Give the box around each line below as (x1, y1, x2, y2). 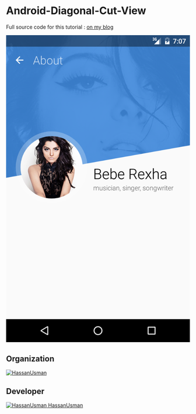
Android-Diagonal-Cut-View (6, 4, 146, 18)
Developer (6, 386, 45, 396)
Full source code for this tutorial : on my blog (6, 23, 114, 30)
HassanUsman (48, 402, 83, 409)
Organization (6, 354, 54, 364)
